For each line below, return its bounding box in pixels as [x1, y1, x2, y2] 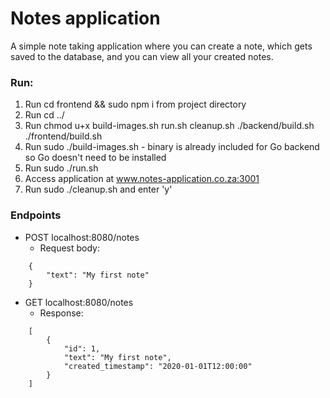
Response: [39, 307, 84, 319]
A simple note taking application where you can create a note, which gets [10, 40, 313, 52]
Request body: [39, 242, 100, 254]
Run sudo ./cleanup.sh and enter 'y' [24, 183, 173, 196]
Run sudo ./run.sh [24, 162, 99, 174]
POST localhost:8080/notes [24, 231, 140, 243]
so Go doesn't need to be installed [24, 152, 167, 164]
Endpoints [10, 208, 62, 222]
